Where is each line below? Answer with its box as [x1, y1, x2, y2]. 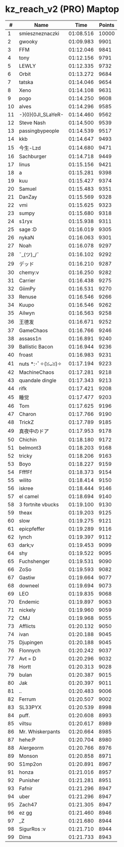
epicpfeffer [19, 525, 45, 532]
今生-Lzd [19, 144, 41, 151]
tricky [19, 452, 32, 459]
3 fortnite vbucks [19, 501, 59, 508]
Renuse [19, 293, 37, 300]
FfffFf [19, 468, 32, 475]
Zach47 [19, 801, 38, 808]
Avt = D [19, 655, 36, 662]
